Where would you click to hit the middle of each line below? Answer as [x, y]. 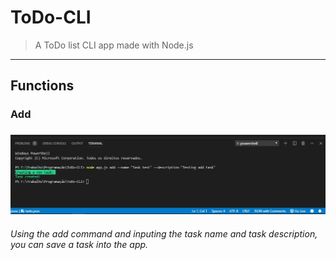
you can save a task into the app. [79, 245]
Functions [42, 86]
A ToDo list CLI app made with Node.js [114, 45]
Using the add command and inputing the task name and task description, [164, 234]
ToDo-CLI [51, 17]
